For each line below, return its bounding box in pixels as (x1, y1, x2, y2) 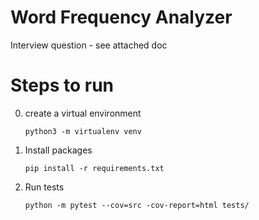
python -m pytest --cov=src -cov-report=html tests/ (24, 200, 250, 210)
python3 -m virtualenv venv (24, 126, 142, 136)
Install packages (24, 144, 93, 156)
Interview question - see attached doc (10, 39, 168, 51)
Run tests (24, 181, 65, 193)
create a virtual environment (24, 107, 142, 119)
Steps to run (10, 74, 115, 97)
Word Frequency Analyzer (10, 6, 233, 29)
